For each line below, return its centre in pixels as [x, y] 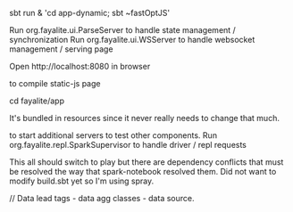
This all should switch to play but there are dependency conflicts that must [146, 162]
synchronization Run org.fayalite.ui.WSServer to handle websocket [132, 40]
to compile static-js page [55, 83]
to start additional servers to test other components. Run [113, 135]
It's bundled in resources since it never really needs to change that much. [144, 118]
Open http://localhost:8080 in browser [80, 66]
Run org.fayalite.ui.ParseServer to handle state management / [123, 30]
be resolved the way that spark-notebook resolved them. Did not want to [143, 171]
